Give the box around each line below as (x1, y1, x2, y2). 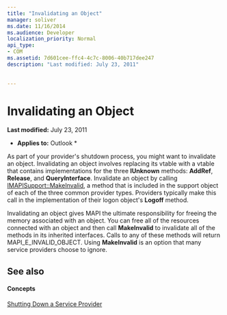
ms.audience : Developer (7, 29, 75, 36)
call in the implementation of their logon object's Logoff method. (7, 196, 189, 204)
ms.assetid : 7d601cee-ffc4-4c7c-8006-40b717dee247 (7, 55, 155, 62)
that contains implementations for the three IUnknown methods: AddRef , (7, 167, 213, 175)
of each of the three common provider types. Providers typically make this (7, 189, 217, 197)
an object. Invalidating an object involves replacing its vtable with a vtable (7, 160, 215, 168)
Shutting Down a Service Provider (7, 299, 103, 308)
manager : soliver (7, 16, 57, 23)
